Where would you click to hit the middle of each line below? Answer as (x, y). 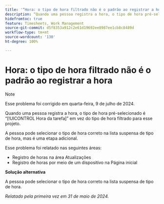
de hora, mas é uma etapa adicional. (41, 138)
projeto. (13, 124)
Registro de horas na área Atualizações (51, 157)
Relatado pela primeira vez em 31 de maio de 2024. (57, 196)
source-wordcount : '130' (30, 37)
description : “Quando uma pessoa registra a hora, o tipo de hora (74, 14)
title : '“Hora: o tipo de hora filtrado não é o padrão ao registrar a (79, 10)
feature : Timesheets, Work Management (44, 23)
